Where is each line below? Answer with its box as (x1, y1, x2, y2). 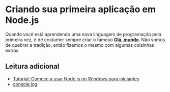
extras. (5, 47, 20, 53)
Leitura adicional (5, 62, 60, 71)
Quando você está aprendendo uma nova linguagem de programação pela (5, 31, 161, 37)
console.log (12, 81, 38, 87)
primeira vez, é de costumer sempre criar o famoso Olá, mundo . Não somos (5, 37, 165, 43)
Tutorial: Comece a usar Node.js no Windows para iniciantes (12, 75, 139, 82)
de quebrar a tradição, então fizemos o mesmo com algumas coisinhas (5, 42, 154, 48)
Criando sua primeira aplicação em (5, 4, 156, 15)
